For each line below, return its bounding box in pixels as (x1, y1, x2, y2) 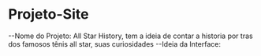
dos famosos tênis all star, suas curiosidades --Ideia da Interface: (8, 39, 222, 48)
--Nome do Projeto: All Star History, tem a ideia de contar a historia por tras (8, 31, 254, 40)
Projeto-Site (8, 5, 89, 23)
